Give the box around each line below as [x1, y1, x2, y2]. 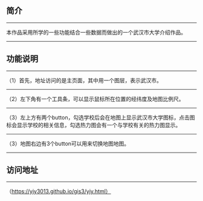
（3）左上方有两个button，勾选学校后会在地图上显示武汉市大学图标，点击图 [6, 114, 195, 121]
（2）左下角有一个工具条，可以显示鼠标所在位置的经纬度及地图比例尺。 [6, 95, 184, 102]
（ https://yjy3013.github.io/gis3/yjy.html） [6, 188, 111, 195]
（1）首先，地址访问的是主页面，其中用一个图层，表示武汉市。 [6, 76, 162, 84]
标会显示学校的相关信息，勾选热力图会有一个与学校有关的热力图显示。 [6, 121, 181, 128]
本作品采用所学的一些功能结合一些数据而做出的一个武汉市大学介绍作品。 [6, 28, 186, 36]
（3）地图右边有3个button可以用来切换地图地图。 [6, 140, 130, 147]
